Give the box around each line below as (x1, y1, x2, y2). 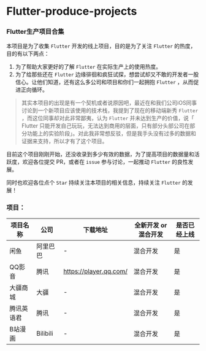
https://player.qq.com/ (63, 267, 128, 276)
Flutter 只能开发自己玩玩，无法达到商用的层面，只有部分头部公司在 (21, 122, 190, 129)
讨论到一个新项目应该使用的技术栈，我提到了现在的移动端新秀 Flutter (21, 107, 198, 114)
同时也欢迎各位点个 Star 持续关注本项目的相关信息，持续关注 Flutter (6, 179, 181, 187)
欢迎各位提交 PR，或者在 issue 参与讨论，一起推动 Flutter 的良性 (22, 158, 188, 166)
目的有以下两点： (6, 50, 50, 58)
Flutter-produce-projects (6, 4, 137, 18)
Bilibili (36, 329, 53, 337)
